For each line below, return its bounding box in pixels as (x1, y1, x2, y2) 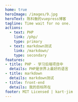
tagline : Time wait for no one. (5, 21, 71, 26)
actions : (5, 25, 23, 30)
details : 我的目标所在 (9, 84, 51, 90)
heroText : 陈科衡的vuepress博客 (5, 16, 67, 21)
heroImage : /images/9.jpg (5, 12, 58, 17)
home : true (5, 7, 27, 12)
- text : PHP (9, 30, 34, 35)
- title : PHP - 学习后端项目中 (5, 62, 63, 67)
